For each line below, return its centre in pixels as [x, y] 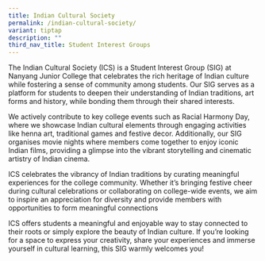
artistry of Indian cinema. [49, 159]
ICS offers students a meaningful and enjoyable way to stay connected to [128, 224]
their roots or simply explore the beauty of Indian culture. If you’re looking [129, 232]
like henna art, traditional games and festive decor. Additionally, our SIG [125, 134]
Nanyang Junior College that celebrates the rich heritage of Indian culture [129, 76]
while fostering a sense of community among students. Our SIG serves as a [132, 85]
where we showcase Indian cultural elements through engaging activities [127, 125]
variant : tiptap [35, 30]
